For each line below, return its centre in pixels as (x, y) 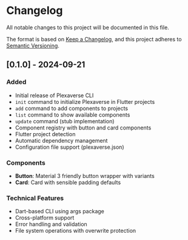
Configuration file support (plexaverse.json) (69, 147)
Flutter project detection (45, 134)
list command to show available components (72, 115)
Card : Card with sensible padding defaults (68, 182)
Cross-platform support (45, 218)
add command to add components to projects (72, 108)
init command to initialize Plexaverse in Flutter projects (85, 101)
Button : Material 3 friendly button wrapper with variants (85, 176)
